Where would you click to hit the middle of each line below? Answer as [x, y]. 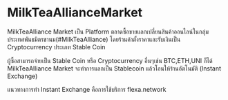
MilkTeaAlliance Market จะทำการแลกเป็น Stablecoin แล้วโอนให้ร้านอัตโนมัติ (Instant [114, 68]
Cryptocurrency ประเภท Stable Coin [56, 47]
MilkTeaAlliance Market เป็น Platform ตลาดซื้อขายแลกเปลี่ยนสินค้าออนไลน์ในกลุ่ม [108, 32]
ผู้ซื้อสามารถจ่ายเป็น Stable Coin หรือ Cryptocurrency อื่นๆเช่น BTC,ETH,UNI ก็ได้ [110, 60]
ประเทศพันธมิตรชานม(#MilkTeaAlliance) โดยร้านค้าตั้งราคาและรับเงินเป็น [94, 39]
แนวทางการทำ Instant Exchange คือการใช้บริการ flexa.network [87, 89]
